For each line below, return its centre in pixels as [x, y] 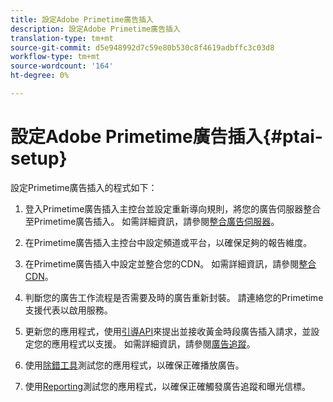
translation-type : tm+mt [62, 38]
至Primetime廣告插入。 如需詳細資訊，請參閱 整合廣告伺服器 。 [152, 221]
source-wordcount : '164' [62, 66]
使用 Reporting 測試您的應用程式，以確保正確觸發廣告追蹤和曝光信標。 [168, 386]
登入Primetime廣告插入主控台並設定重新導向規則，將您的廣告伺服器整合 [173, 208]
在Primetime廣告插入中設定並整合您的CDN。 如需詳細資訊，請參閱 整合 [170, 263]
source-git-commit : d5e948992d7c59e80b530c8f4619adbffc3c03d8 [142, 47]
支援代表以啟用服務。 [68, 310]
